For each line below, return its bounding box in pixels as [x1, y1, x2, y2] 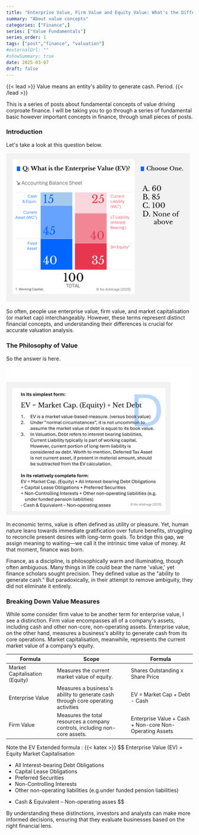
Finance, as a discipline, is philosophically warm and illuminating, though [6, 557, 184, 565]
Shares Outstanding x [131, 667, 184, 674]
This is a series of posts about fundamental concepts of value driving [6, 101, 175, 108]
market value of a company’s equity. [6, 642, 95, 649]
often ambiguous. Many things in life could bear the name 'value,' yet [6, 563, 175, 570]
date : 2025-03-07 [6, 59, 49, 65]
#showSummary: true [6, 53, 54, 59]
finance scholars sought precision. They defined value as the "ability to [6, 570, 180, 577]
